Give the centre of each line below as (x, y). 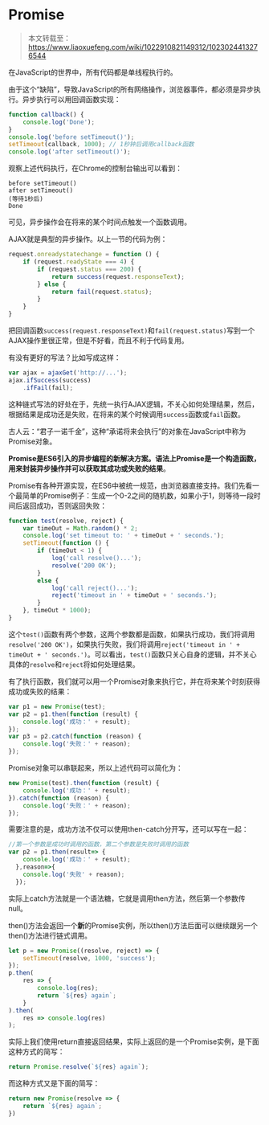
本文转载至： (49, 38)
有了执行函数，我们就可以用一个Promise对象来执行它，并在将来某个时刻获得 (134, 681)
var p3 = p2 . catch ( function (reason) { (75, 737)
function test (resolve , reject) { (66, 521)
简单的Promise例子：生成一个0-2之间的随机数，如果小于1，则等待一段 (138, 495)
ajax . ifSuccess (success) (50, 380)
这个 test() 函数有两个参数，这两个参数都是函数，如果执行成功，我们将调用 (132, 634)
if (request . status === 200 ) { (90, 269)
